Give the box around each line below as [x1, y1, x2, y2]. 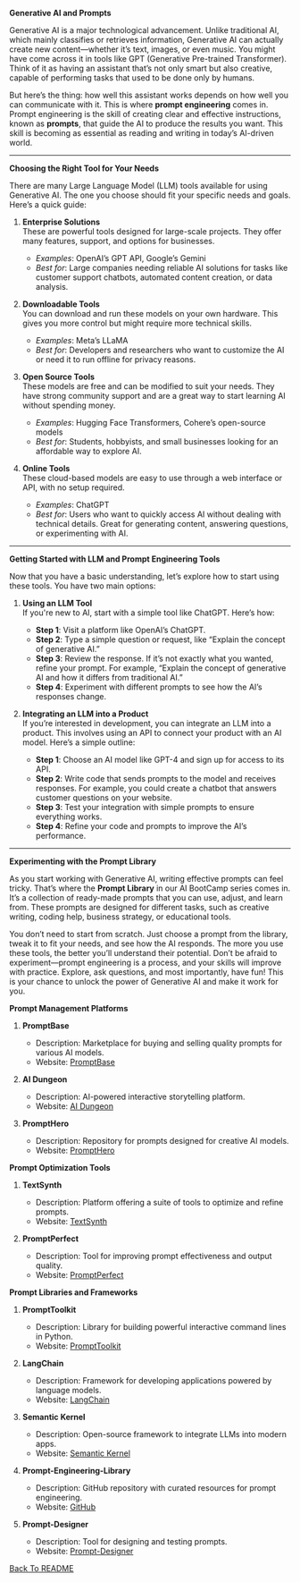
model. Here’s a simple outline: [21, 737, 136, 748]
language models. [35, 1385, 102, 1395]
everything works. [35, 811, 103, 822]
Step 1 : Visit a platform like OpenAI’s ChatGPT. [35, 625, 206, 635]
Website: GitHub [35, 1502, 96, 1512]
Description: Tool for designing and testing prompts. [35, 1536, 228, 1546]
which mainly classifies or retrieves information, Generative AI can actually [9, 35, 284, 45]
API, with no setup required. [21, 482, 125, 493]
